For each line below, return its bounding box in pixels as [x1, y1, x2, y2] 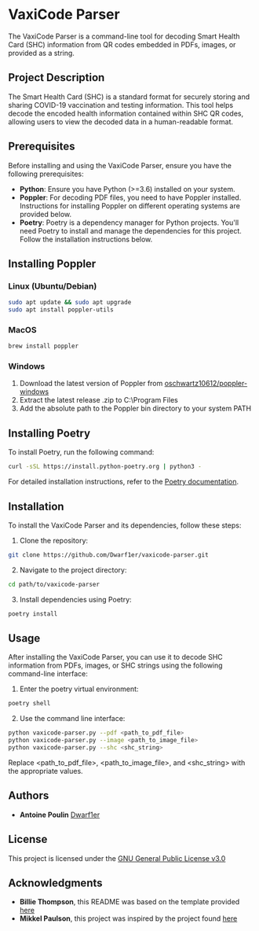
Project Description [8, 71, 105, 84]
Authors [8, 789, 49, 803]
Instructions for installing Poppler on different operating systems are [19, 201, 241, 210]
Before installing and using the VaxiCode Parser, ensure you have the [8, 160, 232, 170]
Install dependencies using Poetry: [19, 594, 132, 604]
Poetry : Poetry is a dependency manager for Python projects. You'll [19, 218, 239, 227]
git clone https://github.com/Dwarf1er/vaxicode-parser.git [8, 550, 210, 559]
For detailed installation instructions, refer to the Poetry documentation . [8, 477, 239, 487]
